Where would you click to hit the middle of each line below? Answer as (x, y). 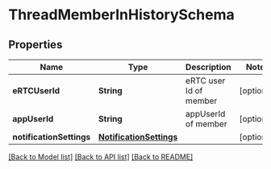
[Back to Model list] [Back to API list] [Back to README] (101, 157)
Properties (35, 45)
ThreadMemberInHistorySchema (122, 15)
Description (208, 67)
